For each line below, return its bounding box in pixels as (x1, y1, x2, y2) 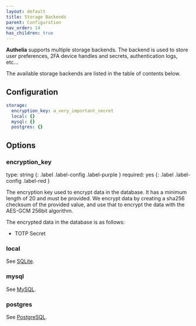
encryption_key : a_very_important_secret (11, 107, 114, 114)
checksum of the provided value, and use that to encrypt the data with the (6, 201, 185, 208)
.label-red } (22, 178, 50, 184)
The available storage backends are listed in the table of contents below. (6, 70, 181, 77)
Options (6, 140, 36, 150)
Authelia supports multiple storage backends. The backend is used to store (6, 46, 188, 53)
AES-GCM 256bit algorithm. (6, 207, 73, 214)
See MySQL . (6, 286, 36, 293)
